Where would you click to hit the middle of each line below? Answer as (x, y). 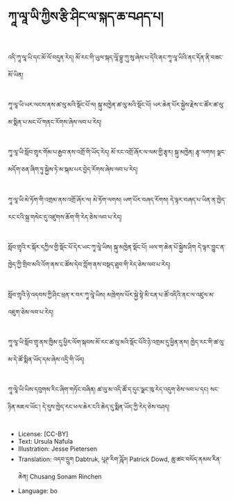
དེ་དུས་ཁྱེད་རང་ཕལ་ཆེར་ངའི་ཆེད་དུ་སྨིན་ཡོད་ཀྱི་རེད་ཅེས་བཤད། (106, 407)
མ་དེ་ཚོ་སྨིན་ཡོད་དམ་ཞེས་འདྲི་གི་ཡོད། (46, 359)
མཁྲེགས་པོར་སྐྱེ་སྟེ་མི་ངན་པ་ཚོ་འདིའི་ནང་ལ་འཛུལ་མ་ (161, 294)
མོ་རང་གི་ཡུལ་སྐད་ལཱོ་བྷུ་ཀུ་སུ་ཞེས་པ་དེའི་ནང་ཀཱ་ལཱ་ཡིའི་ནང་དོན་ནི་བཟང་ (149, 57)
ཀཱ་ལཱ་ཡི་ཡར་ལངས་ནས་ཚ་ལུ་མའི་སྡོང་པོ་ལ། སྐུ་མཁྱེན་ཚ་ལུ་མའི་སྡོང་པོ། (80, 104)
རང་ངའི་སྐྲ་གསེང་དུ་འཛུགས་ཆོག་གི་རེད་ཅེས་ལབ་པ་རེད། (65, 217)
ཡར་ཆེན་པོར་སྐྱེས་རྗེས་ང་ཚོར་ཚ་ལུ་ (189, 104)
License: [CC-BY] (43, 434)
